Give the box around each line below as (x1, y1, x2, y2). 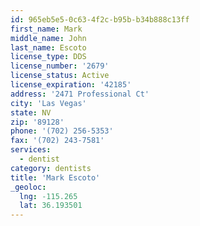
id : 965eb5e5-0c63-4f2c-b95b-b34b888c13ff (10, 14, 190, 25)
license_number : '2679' (10, 61, 110, 71)
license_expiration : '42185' (10, 80, 132, 90)
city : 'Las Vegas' (10, 98, 87, 108)
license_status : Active (10, 71, 110, 81)
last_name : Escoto (10, 42, 87, 53)
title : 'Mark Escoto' (10, 172, 101, 183)
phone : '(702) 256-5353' (10, 126, 114, 136)
